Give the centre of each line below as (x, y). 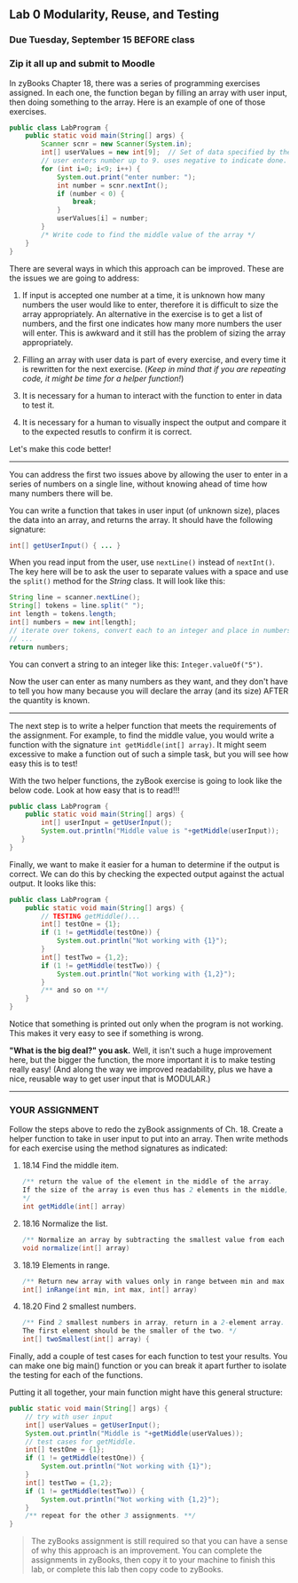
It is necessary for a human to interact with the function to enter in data (152, 395)
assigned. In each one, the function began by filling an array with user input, (148, 92)
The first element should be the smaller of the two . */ (129, 1331)
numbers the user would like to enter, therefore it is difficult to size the (150, 305)
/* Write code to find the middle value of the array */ (148, 234)
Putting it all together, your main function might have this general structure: (146, 1392)
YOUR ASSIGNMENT (54, 1111)
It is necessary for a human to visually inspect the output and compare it (154, 422)
